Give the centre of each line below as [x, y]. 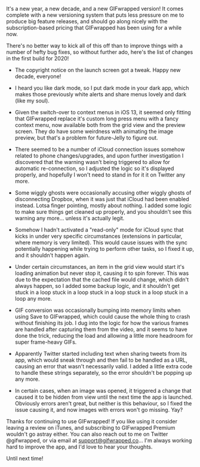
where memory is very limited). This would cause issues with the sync [101, 242]
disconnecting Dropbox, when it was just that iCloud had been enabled [102, 199]
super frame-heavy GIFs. [46, 342]
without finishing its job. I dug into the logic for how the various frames [102, 323]
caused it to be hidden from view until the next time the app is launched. [104, 397]
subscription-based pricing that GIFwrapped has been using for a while [94, 28]
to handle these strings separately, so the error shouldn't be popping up [103, 373]
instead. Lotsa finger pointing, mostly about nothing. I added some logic [103, 205]
